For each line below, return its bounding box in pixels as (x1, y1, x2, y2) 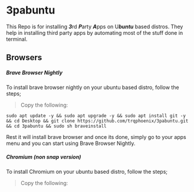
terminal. (6, 35, 28, 42)
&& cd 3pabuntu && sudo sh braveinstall (6, 123, 107, 130)
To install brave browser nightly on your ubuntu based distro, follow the (6, 84, 179, 91)
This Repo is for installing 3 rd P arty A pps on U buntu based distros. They (6, 23, 183, 30)
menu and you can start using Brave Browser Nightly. (6, 140, 136, 147)
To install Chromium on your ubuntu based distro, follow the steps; (6, 168, 168, 176)
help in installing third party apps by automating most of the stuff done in (6, 29, 183, 36)
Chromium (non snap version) (6, 153, 81, 160)
